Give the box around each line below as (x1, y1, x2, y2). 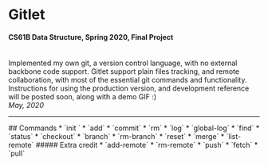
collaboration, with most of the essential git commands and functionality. (8, 75, 247, 85)
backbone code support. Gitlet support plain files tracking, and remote (8, 67, 240, 76)
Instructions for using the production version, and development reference (8, 83, 250, 93)
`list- (226, 132, 242, 141)
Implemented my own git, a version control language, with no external (8, 58, 238, 68)
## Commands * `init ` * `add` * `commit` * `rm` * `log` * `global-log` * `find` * (8, 123, 260, 133)
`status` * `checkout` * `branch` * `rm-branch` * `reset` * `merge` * (8, 132, 225, 141)
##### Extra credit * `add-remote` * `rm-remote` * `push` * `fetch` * (35, 141, 258, 150)
